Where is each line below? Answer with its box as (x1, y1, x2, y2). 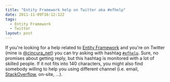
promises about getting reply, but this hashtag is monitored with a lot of (5, 55, 155, 61)
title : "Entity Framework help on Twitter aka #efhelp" (5, 7, 126, 13)
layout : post (5, 31, 33, 36)
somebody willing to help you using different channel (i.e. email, (5, 66, 139, 72)
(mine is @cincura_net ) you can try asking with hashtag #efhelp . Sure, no (5, 50, 159, 56)
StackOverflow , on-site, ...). (5, 71, 62, 77)
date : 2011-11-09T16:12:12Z (5, 12, 65, 17)
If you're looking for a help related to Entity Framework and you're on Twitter (5, 45, 165, 50)
